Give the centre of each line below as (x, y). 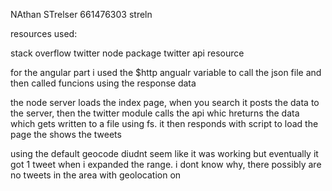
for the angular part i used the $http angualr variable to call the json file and (166, 72)
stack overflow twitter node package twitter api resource (127, 53)
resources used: (44, 33)
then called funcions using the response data (103, 83)
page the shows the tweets (66, 134)
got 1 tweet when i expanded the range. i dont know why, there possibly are (166, 164)
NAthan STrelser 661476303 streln (81, 14)
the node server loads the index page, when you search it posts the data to (165, 102)
